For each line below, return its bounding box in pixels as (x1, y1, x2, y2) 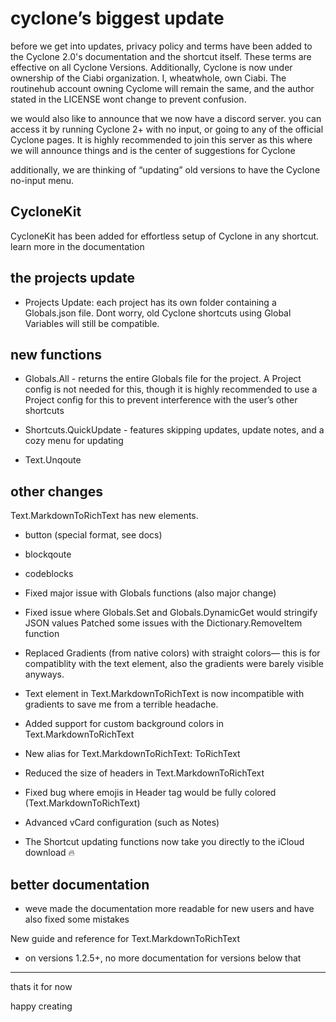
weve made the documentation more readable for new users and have (24, 903, 315, 914)
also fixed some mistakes (24, 913, 130, 925)
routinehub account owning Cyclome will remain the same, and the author (10, 82, 315, 94)
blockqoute (24, 548, 72, 561)
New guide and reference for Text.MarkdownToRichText (10, 933, 241, 944)
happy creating (10, 1000, 73, 1012)
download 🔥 (24, 847, 75, 859)
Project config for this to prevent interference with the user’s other (24, 394, 298, 406)
